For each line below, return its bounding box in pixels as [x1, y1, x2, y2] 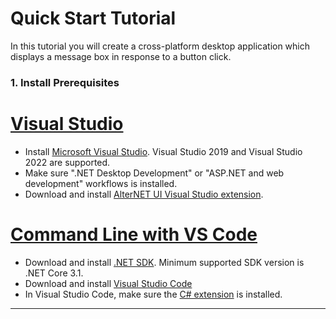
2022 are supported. [24, 156, 111, 168]
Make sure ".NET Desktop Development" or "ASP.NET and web [24, 167, 285, 179]
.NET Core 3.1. [24, 267, 84, 279]
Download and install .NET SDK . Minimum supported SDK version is [24, 256, 305, 268]
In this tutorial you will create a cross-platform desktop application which [10, 40, 311, 52]
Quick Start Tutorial [10, 7, 177, 30]
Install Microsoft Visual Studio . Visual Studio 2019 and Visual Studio [24, 145, 303, 157]
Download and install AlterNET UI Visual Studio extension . [24, 188, 264, 200]
